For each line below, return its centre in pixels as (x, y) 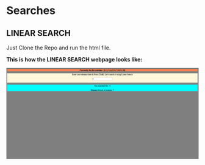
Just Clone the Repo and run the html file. (59, 47)
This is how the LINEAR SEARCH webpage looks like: (74, 59)
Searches (31, 11)
